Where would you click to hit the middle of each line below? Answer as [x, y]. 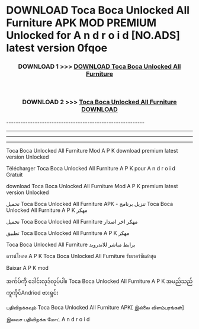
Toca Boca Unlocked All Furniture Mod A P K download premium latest [92, 150]
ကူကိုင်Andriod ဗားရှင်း [32, 292]
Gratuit [15, 175]
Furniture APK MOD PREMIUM [81, 23]
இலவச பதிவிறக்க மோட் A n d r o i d [48, 319]
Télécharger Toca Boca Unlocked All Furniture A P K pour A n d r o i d [91, 168]
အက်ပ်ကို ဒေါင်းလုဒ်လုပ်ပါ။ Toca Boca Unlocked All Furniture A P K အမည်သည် [99, 281]
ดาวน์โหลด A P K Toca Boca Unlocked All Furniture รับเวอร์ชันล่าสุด [81, 256]
